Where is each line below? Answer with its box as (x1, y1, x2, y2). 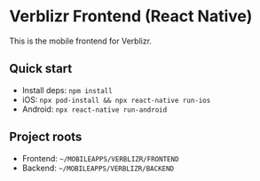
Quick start (9, 61, 73, 76)
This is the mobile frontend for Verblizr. (9, 35, 153, 46)
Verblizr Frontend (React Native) (9, 6, 253, 27)
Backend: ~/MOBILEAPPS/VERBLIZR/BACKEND (21, 162, 175, 173)
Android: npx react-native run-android (21, 104, 168, 114)
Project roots (9, 130, 83, 145)
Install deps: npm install (21, 84, 113, 95)
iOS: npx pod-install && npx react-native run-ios (21, 94, 211, 105)
